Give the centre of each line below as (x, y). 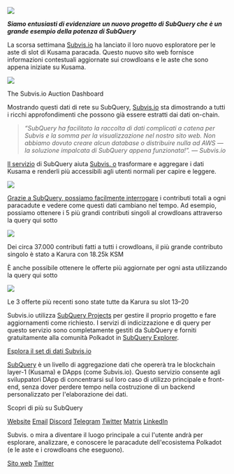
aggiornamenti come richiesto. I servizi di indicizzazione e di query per (109, 323)
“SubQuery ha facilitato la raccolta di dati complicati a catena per (119, 128)
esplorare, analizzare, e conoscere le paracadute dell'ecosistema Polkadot (115, 442)
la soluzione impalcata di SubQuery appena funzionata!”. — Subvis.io (125, 150)
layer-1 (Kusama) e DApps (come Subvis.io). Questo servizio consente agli (114, 372)
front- (216, 379)
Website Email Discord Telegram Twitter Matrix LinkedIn (88, 421)
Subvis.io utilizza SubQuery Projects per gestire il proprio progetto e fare (112, 315)
